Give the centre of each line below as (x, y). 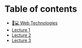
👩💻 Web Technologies (35, 23)
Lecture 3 (21, 40)
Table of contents (41, 9)
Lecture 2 (21, 35)
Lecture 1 (21, 30)
